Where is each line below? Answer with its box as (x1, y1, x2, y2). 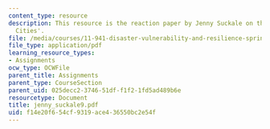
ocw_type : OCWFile (8, 64, 70, 72)
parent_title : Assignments (8, 71, 99, 79)
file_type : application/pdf (8, 42, 103, 50)
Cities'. (15, 26, 45, 34)
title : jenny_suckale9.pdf (8, 101, 99, 109)
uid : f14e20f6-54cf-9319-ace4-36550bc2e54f (8, 109, 157, 117)
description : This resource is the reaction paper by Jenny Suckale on (8, 19, 253, 27)
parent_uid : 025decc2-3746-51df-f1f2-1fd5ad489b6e (8, 86, 182, 95)
